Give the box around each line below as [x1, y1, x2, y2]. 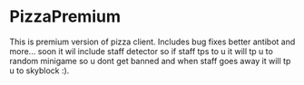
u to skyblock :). [9, 65, 70, 76]
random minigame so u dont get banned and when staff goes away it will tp [9, 55, 291, 66]
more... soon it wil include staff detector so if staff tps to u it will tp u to [9, 45, 274, 56]
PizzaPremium [9, 6, 121, 27]
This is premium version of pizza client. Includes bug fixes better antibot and [9, 36, 296, 47]
